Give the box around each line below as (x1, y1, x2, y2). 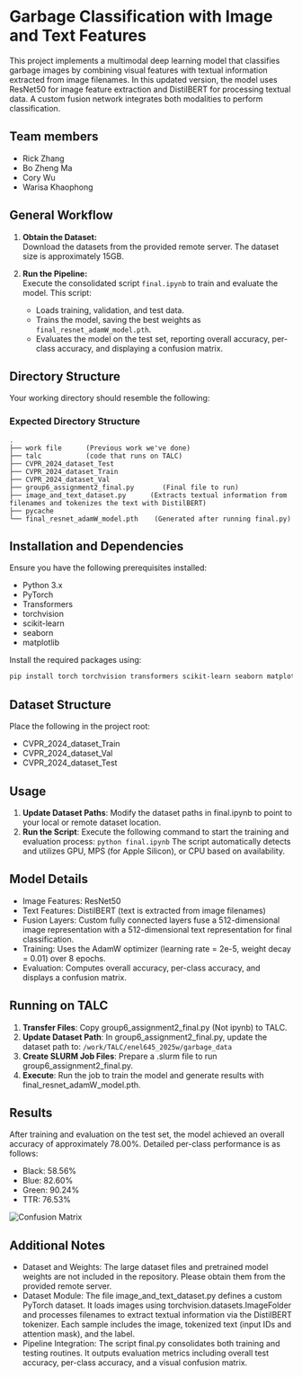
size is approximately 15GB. (22, 250, 124, 262)
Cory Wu (22, 172, 56, 183)
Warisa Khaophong (22, 182, 93, 192)
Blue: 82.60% (22, 1176, 74, 1186)
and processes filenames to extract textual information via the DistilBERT (22, 1310, 292, 1320)
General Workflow (9, 208, 114, 223)
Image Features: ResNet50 (22, 895, 121, 906)
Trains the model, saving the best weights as (35, 314, 202, 325)
